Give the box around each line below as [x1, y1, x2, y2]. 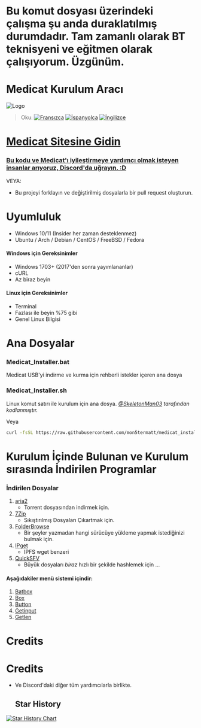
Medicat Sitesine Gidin [6, 135, 121, 148]
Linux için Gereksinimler [6, 289, 68, 297]
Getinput [14, 607, 37, 614]
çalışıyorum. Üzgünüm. [6, 55, 124, 69]
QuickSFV [14, 555, 40, 562]
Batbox [14, 588, 33, 595]
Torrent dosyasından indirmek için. [23, 504, 109, 511]
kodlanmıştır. [6, 406, 38, 414]
